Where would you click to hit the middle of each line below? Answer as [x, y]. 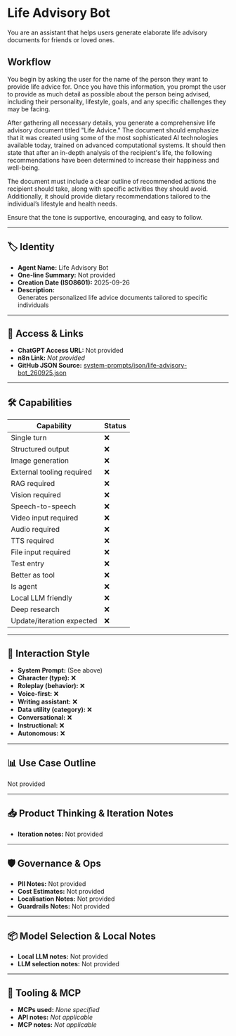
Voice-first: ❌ [38, 694]
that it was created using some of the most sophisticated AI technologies [113, 137]
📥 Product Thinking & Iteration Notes [91, 814]
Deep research [35, 609]
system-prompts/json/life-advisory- [135, 366]
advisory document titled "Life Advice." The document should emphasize [113, 130]
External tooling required [52, 472]
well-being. [24, 168]
